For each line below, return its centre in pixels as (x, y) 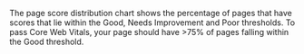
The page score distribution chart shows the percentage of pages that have (151, 13)
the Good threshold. (47, 41)
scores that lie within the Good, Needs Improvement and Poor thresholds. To (152, 22)
